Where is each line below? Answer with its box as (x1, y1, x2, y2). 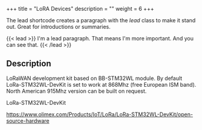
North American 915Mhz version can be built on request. (6, 87, 147, 94)
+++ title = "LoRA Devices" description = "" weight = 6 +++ (6, 5, 154, 12)
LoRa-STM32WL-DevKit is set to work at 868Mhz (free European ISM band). (6, 81, 197, 88)
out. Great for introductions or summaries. (6, 23, 111, 30)
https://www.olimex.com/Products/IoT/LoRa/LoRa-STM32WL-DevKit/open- (6, 111, 193, 118)
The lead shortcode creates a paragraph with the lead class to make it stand (6, 17, 196, 23)
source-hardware (6, 117, 49, 124)
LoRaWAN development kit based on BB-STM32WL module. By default (6, 75, 183, 82)
